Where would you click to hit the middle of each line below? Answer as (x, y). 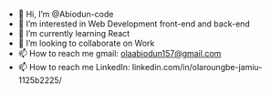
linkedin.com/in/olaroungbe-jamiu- (197, 67)
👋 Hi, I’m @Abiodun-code (66, 14)
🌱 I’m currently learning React (74, 33)
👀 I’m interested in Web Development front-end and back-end (134, 24)
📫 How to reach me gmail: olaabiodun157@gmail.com (120, 53)
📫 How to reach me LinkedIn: (74, 67)
